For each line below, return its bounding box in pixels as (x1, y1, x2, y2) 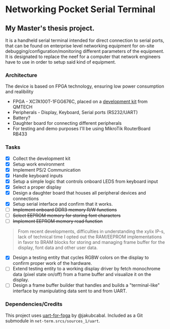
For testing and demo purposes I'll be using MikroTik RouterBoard (12, 126, 151, 132)
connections (12, 196, 39, 202)
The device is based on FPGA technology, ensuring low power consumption (5, 83, 164, 90)
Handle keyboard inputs (12, 172, 63, 179)
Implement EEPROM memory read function (12, 218, 103, 225)
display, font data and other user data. (17, 244, 98, 251)
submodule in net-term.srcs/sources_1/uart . (5, 317, 100, 324)
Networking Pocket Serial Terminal (5, 4, 156, 15)
